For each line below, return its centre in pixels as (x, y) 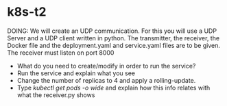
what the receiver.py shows (56, 95)
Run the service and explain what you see (76, 73)
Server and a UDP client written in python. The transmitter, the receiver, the (113, 38)
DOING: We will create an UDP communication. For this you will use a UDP (112, 31)
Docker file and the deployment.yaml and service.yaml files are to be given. (114, 45)
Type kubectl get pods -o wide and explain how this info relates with (113, 88)
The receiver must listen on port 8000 (61, 53)
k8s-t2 (27, 12)
